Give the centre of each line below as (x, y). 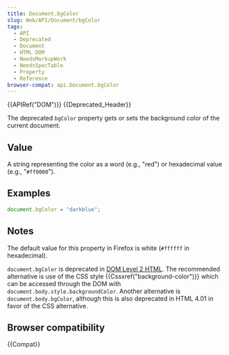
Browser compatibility (56, 328)
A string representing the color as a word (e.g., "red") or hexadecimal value (115, 164)
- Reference (31, 78)
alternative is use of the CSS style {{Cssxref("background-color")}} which (113, 276)
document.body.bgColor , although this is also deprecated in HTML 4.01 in (110, 298)
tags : (15, 26)
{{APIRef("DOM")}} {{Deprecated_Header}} (69, 104)
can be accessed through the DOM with (64, 283)
